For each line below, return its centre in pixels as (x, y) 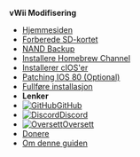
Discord (74, 115)
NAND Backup (48, 49)
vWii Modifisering (43, 13)
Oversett (78, 124)
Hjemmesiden (47, 30)
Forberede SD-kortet (60, 39)
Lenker (35, 96)
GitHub (69, 105)
